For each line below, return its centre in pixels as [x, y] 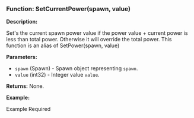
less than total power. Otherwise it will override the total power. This [89, 40]
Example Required [28, 109]
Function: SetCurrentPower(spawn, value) [68, 9]
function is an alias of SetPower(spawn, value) [63, 45]
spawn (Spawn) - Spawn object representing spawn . [76, 68]
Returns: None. [25, 86]
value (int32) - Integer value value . [57, 75]
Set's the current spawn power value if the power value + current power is [97, 33]
